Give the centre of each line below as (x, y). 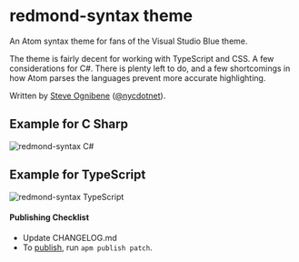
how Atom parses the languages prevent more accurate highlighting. (138, 77)
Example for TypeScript (78, 175)
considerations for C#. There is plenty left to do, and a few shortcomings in (150, 68)
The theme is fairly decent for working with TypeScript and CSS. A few (142, 58)
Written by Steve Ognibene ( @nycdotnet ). (88, 96)
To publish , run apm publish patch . (87, 247)
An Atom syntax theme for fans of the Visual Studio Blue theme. (129, 41)
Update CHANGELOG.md (70, 237)
